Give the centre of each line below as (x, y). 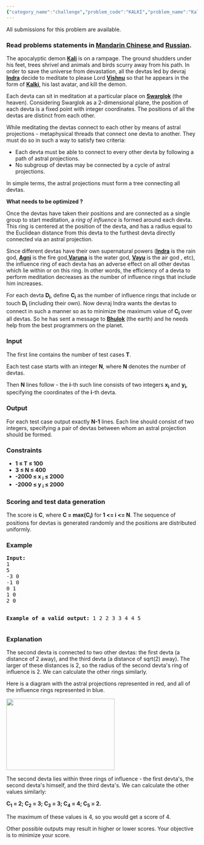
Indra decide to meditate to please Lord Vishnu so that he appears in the (98, 77)
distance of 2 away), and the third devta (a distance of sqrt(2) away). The (98, 659)
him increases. (25, 283)
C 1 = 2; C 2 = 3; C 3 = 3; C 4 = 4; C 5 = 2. (54, 804)
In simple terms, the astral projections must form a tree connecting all (93, 183)
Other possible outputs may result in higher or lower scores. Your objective (100, 829)
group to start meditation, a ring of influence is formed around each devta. (99, 219)
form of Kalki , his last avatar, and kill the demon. (67, 84)
